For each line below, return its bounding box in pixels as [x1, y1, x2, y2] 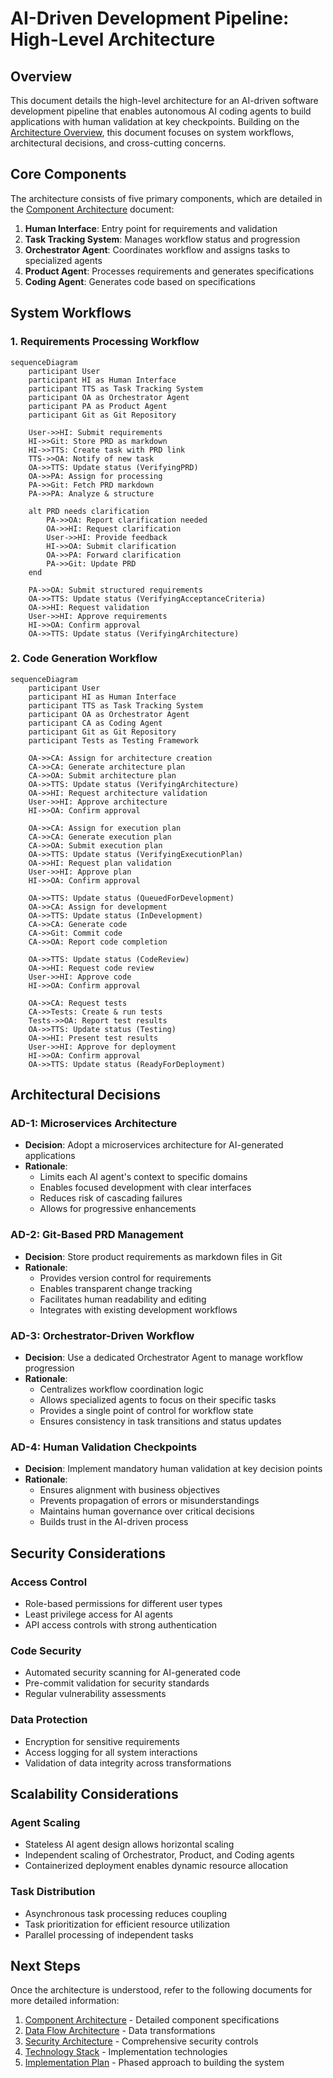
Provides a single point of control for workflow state [39, 1405, 254, 1417]
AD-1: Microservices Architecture [10, 1117, 178, 1131]
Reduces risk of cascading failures [39, 1192, 183, 1204]
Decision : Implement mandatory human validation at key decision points [24, 1463, 323, 1475]
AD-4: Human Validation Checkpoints [10, 1440, 198, 1454]
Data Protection [10, 1713, 88, 1727]
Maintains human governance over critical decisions [39, 1505, 255, 1517]
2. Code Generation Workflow [10, 652, 158, 666]
